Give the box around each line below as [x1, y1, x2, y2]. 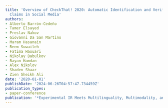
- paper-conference [5, 91, 46, 96]
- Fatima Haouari [5, 49, 41, 54]
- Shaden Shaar [5, 68, 37, 73]
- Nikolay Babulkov [5, 53, 46, 59]
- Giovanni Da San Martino [5, 35, 61, 40]
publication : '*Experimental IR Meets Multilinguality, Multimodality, [5, 95, 157, 100]
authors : [5, 16, 23, 21]
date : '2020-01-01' [5, 77, 46, 82]
